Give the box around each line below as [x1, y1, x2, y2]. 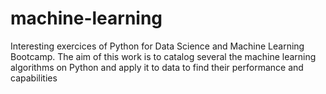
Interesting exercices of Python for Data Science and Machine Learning [10, 40, 305, 52]
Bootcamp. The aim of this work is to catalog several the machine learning [10, 50, 317, 62]
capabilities [10, 72, 58, 84]
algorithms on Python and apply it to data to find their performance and [10, 61, 304, 73]
